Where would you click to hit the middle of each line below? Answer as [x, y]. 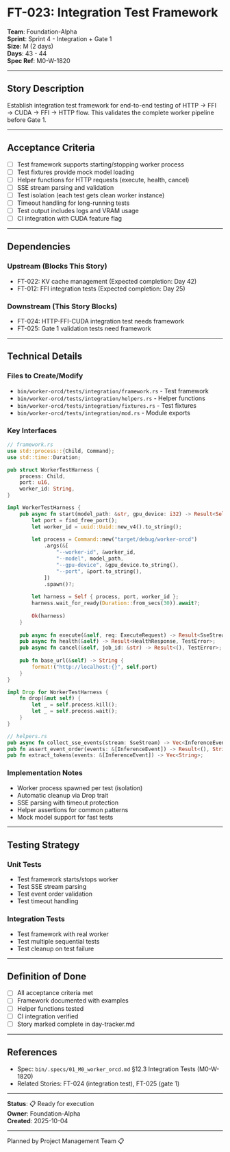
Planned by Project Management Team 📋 [66, 1141]
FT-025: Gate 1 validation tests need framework [84, 329]
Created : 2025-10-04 [38, 1120]
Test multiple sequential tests [58, 941]
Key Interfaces [32, 430]
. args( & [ [56, 546]
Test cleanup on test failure [55, 948]
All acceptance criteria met [55, 993]
